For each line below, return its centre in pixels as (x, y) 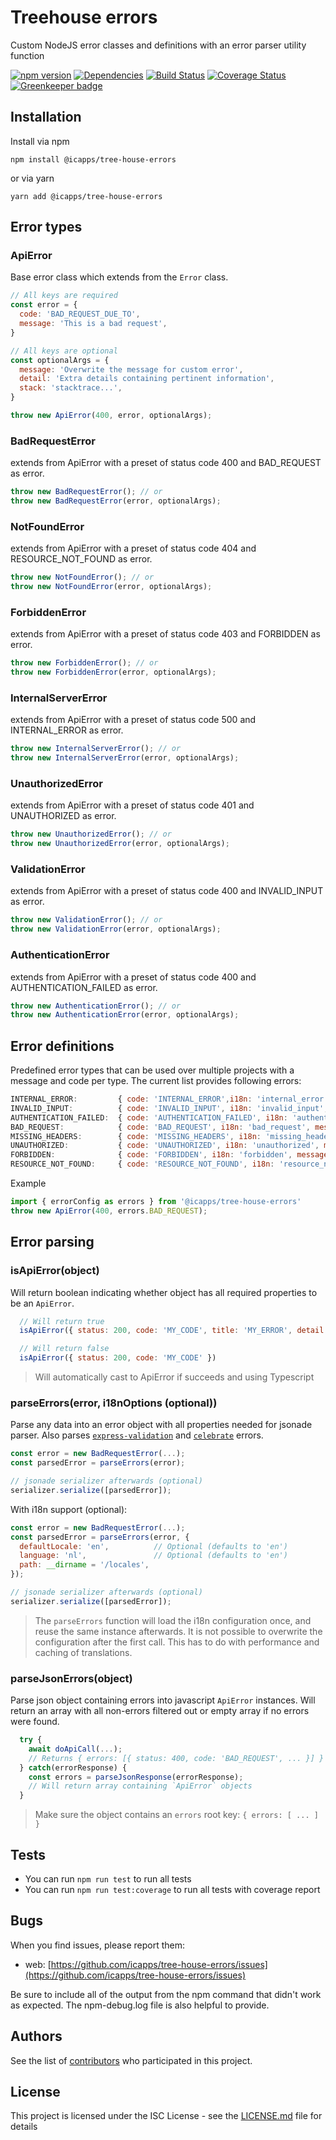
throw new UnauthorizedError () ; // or (91, 834)
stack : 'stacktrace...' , (71, 388)
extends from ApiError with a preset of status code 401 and (132, 805)
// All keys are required (64, 296)
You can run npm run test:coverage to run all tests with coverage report (172, 1890)
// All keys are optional (64, 351)
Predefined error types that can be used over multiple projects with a (152, 1070)
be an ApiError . (42, 1303)
